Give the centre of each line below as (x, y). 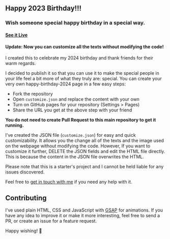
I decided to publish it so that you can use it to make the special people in (82, 73)
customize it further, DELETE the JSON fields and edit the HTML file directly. (85, 152)
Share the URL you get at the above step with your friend (72, 110)
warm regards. (21, 64)
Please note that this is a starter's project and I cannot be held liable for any (84, 167)
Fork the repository (33, 94)
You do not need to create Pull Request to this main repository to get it (81, 120)
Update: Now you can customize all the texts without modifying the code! (84, 47)
